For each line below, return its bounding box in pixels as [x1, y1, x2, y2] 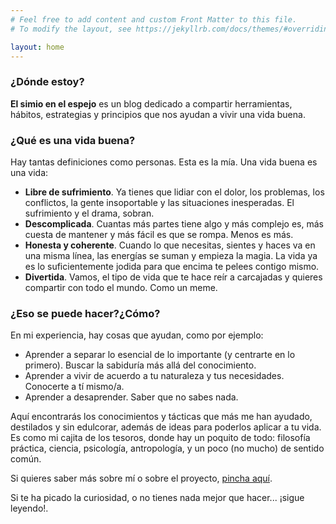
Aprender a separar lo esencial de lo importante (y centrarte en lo [24, 349, 296, 361]
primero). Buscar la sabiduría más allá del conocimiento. [24, 359, 257, 371]
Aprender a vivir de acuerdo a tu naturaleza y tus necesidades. [24, 370, 285, 382]
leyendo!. [10, 502, 49, 515]
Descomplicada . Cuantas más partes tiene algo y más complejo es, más [24, 217, 324, 230]
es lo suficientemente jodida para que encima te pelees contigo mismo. [24, 260, 320, 272]
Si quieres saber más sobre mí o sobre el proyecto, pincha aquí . [10, 472, 273, 485]
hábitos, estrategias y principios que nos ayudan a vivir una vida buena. [10, 108, 306, 120]
